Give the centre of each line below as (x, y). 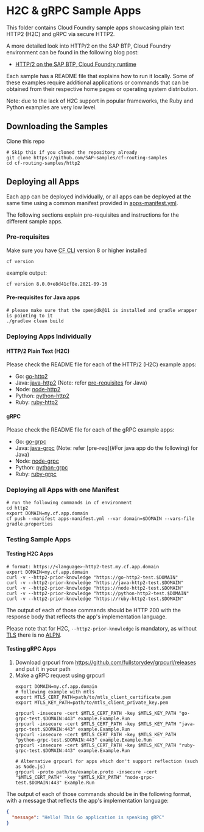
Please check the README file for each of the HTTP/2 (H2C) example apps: (101, 364)
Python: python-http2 (42, 396)
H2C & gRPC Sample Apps (74, 11)
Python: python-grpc (41, 468)
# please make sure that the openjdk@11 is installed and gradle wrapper (102, 311)
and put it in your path (43, 669)
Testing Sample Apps (39, 539)
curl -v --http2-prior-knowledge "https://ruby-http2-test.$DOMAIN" (95, 599)
